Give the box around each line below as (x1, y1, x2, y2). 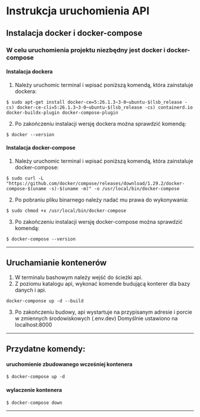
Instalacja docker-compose (6, 144, 76, 152)
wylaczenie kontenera (6, 386, 62, 393)
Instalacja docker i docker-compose (6, 28, 143, 38)
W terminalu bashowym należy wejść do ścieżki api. (14, 273, 143, 281)
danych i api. (14, 286, 46, 294)
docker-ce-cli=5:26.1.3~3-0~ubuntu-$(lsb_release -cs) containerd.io (17, 104, 193, 110)
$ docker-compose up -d (6, 374, 65, 380)
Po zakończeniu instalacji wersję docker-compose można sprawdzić (14, 218, 183, 225)
